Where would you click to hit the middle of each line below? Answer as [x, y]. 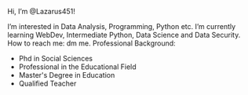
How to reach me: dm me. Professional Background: [91, 43]
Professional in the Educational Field [77, 67]
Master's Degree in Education [67, 75]
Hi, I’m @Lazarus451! [41, 11]
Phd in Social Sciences [56, 58]
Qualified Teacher [47, 83]
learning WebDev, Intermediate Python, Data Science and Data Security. [124, 35]
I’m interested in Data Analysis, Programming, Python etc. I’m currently [122, 26]
